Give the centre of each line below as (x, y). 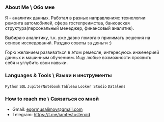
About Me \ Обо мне (30, 7)
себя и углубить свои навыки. (36, 63)
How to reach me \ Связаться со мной (52, 99)
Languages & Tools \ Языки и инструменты (58, 76)
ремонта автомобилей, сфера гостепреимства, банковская (68, 23)
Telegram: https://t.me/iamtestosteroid (51, 114)
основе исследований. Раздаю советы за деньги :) (58, 43)
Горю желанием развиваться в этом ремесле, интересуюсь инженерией (82, 52)
